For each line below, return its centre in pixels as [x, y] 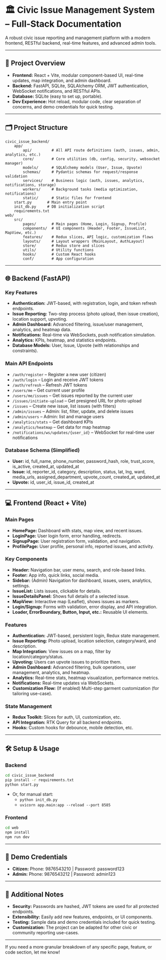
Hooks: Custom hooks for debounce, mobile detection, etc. [73, 728]
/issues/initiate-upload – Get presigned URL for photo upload [77, 400]
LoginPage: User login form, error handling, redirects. [67, 536]
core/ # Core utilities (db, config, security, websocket [92, 159]
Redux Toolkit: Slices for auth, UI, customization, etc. [66, 717]
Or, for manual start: [33, 794]
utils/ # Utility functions [58, 250]
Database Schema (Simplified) [42, 451]
